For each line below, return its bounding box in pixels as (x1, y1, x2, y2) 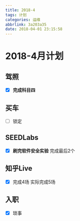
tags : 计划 (5, 12, 27, 17)
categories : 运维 (5, 17, 41, 22)
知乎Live (5, 164, 33, 173)
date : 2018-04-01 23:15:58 (5, 27, 63, 32)
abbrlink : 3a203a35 (5, 22, 47, 27)
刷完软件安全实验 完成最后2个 (12, 148, 75, 154)
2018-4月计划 (5, 50, 64, 62)
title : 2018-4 (5, 7, 36, 13)
